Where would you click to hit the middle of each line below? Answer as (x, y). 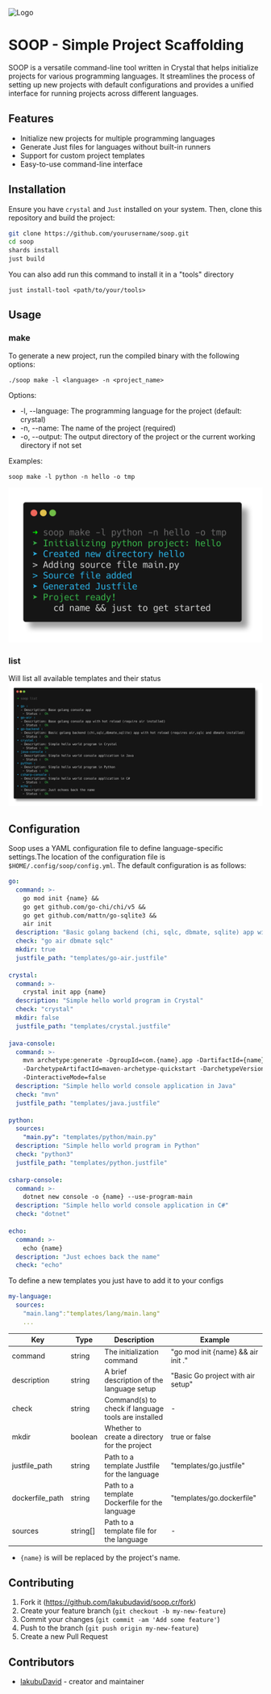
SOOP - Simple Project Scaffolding (126, 45)
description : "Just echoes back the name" (88, 1257)
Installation (37, 190)
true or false (191, 1437)
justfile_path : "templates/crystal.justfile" (94, 1026)
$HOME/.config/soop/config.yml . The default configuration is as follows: (127, 866)
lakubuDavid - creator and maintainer (82, 1682)
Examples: (25, 460)
